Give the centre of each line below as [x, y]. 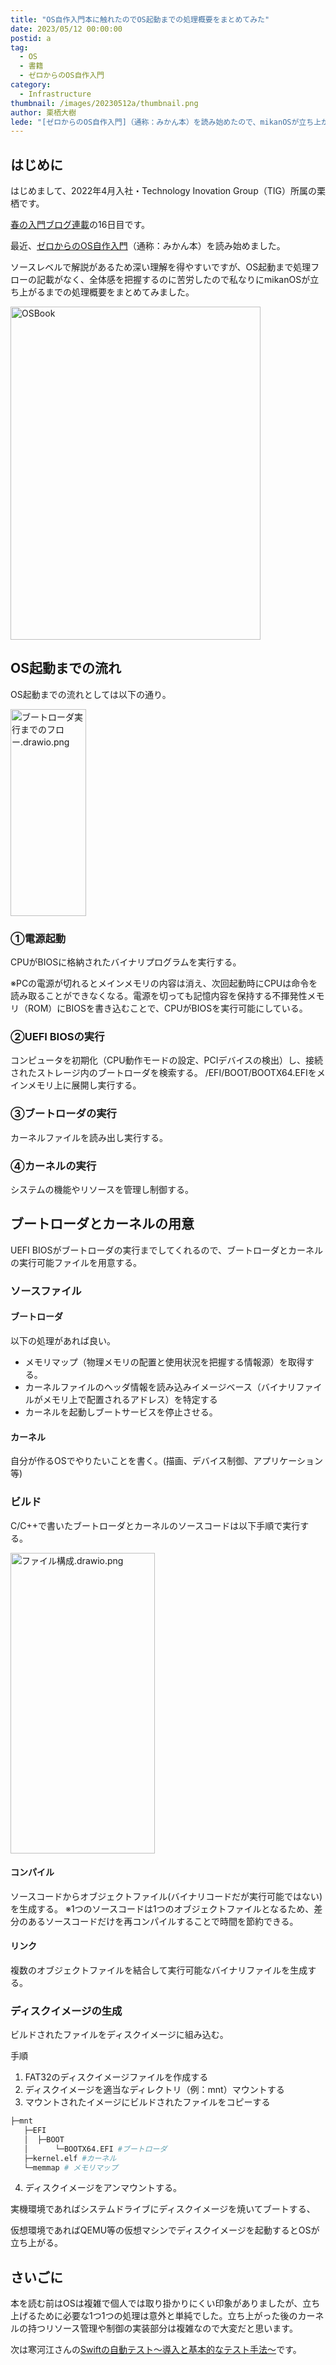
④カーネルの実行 [53, 1166]
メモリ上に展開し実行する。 [84, 1085]
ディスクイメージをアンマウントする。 [103, 2188]
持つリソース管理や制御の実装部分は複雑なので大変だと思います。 [162, 2328]
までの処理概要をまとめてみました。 [119, 292]
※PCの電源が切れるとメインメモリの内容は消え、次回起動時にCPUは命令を [164, 983]
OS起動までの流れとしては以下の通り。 [91, 694]
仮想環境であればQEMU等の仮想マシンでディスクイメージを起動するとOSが [165, 2230]
